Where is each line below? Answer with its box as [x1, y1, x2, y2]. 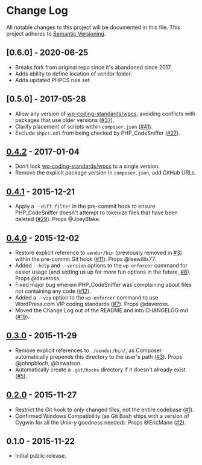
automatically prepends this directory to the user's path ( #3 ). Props [14, 353, 183, 360]
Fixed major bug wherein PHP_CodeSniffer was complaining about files [14, 281, 192, 288]
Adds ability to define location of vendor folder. [14, 70, 133, 77]
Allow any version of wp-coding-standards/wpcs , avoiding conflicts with [14, 110, 196, 117]
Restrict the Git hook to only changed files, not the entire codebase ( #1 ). [14, 406, 194, 413]
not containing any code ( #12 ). [14, 287, 92, 295]
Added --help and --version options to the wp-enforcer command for [14, 262, 188, 269]
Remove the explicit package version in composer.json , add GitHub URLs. [14, 169, 197, 176]
